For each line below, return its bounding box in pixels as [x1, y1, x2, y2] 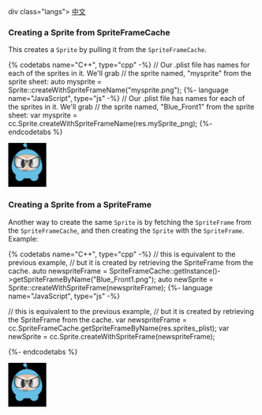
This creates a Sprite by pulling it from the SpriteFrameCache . [8, 45, 208, 54]
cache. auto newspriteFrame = [8, 266, 108, 275]
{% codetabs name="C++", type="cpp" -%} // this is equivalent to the [8, 249, 236, 259]
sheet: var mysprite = [8, 110, 77, 120]
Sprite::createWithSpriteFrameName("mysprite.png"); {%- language [8, 85, 229, 95]
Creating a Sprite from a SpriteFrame [8, 200, 152, 211]
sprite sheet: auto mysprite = [8, 77, 103, 87]
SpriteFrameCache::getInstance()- [109, 266, 221, 275]
